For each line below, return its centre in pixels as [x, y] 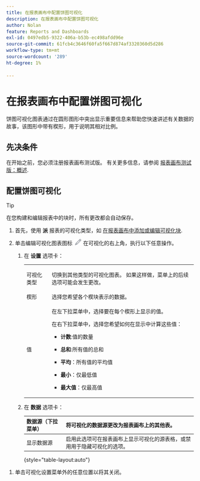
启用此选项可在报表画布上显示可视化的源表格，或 [126, 439]
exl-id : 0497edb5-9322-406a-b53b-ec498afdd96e [65, 38]
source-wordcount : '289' [37, 57]
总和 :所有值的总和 [82, 350]
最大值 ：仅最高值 [82, 387]
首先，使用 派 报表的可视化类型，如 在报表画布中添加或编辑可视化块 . [99, 230]
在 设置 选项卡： [43, 256]
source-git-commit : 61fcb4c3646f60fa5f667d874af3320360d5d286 [85, 44]
